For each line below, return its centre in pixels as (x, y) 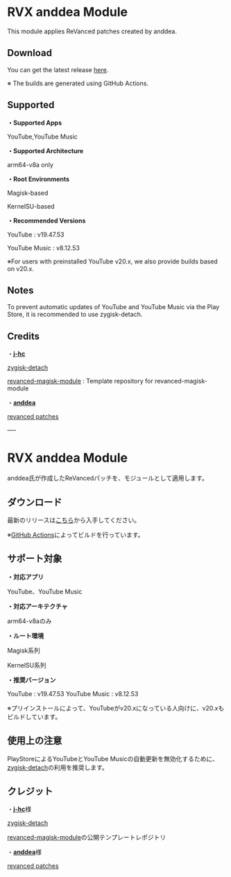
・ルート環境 (25, 636)
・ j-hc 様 (19, 809)
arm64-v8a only (31, 164)
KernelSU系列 (27, 665)
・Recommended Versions (46, 220)
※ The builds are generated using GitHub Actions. (78, 83)
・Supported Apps (35, 123)
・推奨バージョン (32, 679)
